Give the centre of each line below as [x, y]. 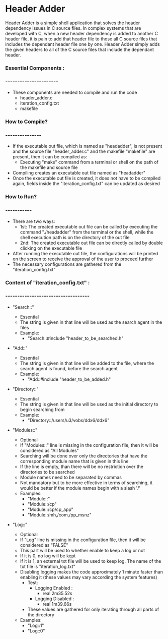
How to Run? [21, 197]
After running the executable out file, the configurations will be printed [85, 253]
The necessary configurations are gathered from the [67, 264]
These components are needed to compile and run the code [75, 93]
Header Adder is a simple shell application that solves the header [73, 23]
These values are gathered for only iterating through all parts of [93, 609]
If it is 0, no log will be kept [48, 556]
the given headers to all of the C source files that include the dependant [80, 49]
